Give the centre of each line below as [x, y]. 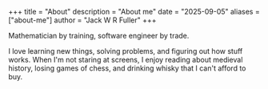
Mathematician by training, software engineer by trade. [99, 36]
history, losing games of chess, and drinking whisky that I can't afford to [127, 68]
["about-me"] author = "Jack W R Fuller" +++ [82, 20]
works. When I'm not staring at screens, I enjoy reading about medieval [126, 60]
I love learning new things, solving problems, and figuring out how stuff [126, 51]
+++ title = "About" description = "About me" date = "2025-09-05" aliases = [134, 12]
